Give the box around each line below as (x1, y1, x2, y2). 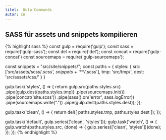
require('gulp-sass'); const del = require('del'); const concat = (5, 49, 132, 55)
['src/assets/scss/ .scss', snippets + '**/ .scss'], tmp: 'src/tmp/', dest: (5, 69, 145, 75)
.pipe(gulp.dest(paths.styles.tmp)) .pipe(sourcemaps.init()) (5, 89, 125, 95)
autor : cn (5, 12, 26, 17)
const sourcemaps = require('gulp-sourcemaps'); (23, 54, 124, 60)
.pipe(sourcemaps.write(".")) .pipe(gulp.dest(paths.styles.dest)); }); (5, 100, 142, 106)
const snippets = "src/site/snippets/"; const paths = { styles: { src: (5, 64, 141, 70)
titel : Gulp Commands (5, 7, 52, 12)
